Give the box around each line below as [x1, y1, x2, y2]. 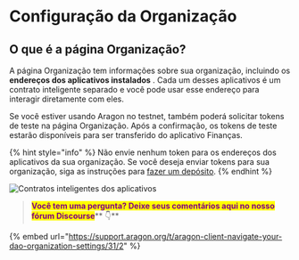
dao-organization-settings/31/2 [9, 240, 124, 251]
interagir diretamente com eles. [9, 93, 125, 104]
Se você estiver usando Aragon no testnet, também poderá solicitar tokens [9, 111, 285, 121]
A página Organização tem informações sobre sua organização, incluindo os [9, 65, 291, 76]
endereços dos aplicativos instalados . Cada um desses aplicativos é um [9, 75, 281, 85]
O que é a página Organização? [9, 42, 187, 57]
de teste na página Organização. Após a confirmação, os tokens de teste [9, 120, 278, 131]
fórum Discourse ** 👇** [30, 211, 120, 221]
